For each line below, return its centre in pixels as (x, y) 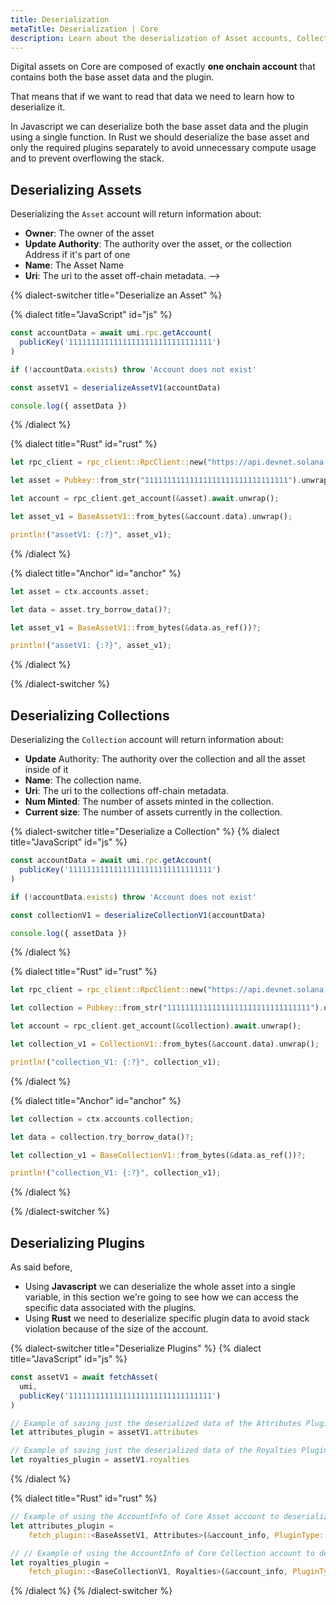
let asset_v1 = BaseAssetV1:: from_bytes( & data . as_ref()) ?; (136, 627)
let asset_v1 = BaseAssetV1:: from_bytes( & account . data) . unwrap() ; (151, 517)
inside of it (46, 770)
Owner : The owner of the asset (89, 233)
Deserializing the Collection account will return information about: (147, 740)
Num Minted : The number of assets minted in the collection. (149, 802)
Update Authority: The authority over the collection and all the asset (165, 759)
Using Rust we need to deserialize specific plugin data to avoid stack (167, 1318)
